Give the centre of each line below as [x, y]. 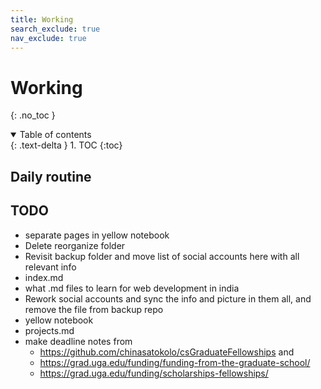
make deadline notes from [78, 341]
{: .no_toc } [33, 115]
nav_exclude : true [48, 38]
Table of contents [55, 135]
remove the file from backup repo [94, 309]
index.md [44, 277]
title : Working [42, 19]
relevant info [50, 267]
